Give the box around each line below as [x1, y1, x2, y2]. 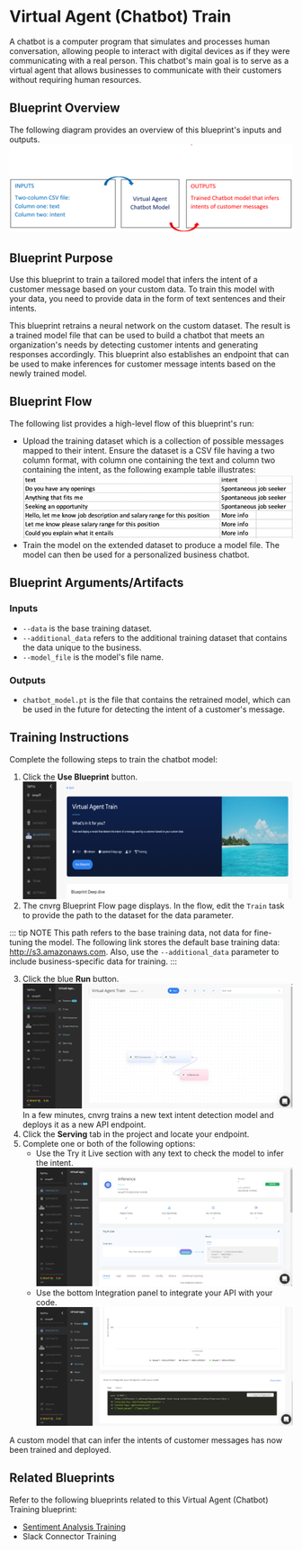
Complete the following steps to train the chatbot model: [9, 753, 218, 764]
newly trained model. [9, 368, 87, 379]
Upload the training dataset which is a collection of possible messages [22, 435, 285, 446]
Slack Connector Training [22, 1530, 117, 1541]
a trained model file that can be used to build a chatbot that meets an [9, 330, 265, 341]
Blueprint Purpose [9, 250, 114, 266]
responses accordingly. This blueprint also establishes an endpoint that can [9, 349, 289, 360]
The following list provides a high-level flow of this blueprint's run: [9, 418, 254, 428]
